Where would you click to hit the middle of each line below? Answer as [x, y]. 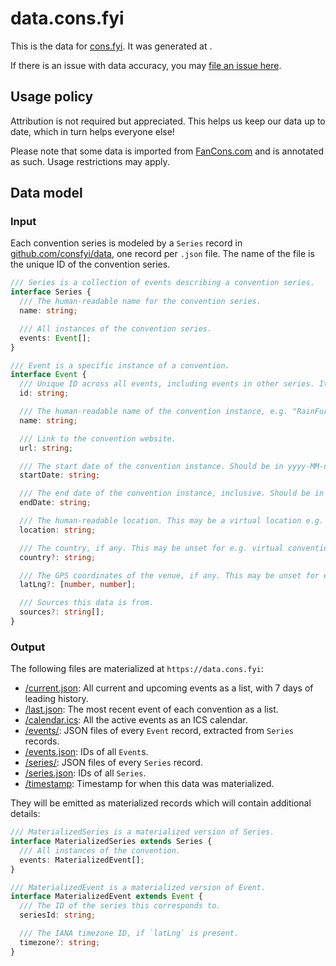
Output [28, 647]
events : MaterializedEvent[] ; [82, 860]
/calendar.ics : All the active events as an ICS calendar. [136, 720]
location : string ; [58, 530]
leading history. [56, 699]
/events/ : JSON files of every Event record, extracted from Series [159, 731]
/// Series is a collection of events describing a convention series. [162, 283]
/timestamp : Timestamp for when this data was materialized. [149, 784]
